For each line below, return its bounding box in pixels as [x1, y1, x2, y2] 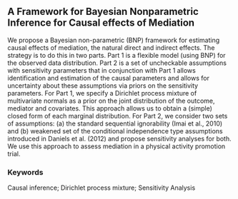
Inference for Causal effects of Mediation [7, 17, 195, 29]
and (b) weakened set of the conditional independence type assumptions [7, 126, 223, 135]
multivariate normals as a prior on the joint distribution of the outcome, [7, 96, 216, 105]
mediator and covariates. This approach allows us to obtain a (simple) [7, 103, 213, 113]
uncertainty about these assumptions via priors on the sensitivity [7, 81, 199, 90]
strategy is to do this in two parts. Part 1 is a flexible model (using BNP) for [7, 51, 227, 59]
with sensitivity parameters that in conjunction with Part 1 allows [7, 66, 197, 74]
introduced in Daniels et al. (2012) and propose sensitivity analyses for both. [7, 134, 232, 143]
